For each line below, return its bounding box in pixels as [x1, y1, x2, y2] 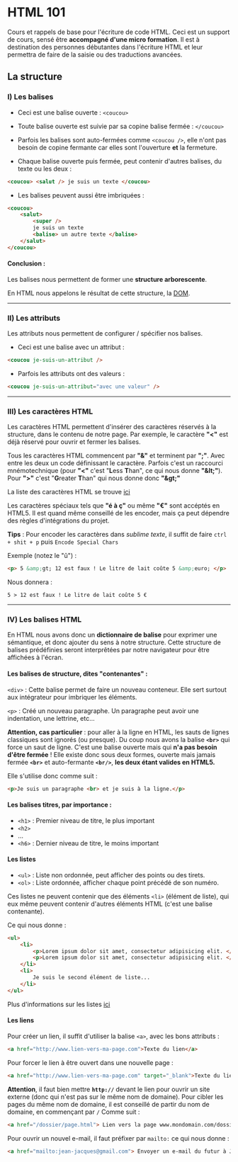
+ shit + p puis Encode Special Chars [7, 537, 119, 546]
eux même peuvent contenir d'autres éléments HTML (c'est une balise [7, 899, 213, 908]
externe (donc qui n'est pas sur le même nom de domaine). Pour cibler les [7, 1092, 224, 1101]
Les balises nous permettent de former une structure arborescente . [7, 275, 208, 283]
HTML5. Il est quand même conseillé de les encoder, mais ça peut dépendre [7, 509, 230, 518]
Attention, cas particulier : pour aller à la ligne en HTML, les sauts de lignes [7, 727, 229, 736]
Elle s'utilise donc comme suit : [7, 771, 98, 780]
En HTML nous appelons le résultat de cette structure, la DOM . [7, 288, 191, 297]
